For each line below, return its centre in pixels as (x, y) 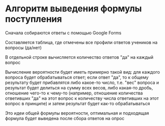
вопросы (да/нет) (23, 47)
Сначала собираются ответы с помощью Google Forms (63, 33)
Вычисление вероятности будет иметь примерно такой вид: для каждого (82, 72)
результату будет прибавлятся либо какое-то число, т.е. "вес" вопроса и (82, 83)
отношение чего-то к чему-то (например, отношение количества (74, 93)
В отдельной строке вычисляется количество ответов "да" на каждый (79, 57)
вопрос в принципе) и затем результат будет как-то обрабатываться (78, 103)
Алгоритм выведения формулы (73, 9)
